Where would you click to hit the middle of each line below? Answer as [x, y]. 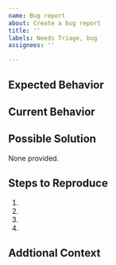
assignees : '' [32, 45]
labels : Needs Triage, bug [53, 38]
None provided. [34, 158]
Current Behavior [52, 111]
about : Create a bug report [55, 23]
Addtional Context [54, 253]
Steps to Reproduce [58, 183]
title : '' [25, 30]
